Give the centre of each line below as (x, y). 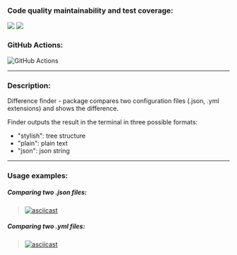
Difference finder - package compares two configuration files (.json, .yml (114, 100)
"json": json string (44, 150)
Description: (29, 85)
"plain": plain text (43, 143)
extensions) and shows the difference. (63, 108)
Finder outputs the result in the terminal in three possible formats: (103, 121)
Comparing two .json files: (47, 192)
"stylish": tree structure (51, 136)
